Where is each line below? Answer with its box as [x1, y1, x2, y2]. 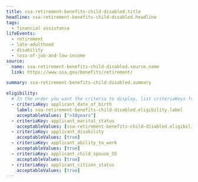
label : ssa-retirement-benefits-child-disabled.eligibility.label [16, 107, 183, 113]
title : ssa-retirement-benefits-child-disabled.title [6, 8, 141, 15]
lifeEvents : [6, 31, 35, 37]
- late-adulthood [11, 42, 54, 48]
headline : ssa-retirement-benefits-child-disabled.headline [6, 14, 157, 20]
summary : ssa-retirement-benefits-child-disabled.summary [6, 80, 151, 86]
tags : [6, 19, 19, 25]
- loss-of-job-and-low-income [11, 53, 85, 58]
